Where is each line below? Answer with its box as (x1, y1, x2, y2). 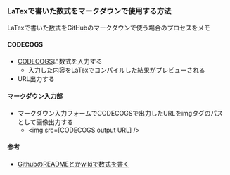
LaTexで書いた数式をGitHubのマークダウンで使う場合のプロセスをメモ (7, 23, 211, 32)
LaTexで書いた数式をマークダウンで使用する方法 (7, 6, 172, 16)
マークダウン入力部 (7, 92, 63, 100)
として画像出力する (17, 118, 74, 126)
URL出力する (17, 74, 55, 83)
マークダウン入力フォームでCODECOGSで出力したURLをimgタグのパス (17, 109, 224, 117)
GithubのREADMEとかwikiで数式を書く (17, 159, 130, 168)
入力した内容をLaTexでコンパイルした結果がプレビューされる (27, 66, 205, 74)
